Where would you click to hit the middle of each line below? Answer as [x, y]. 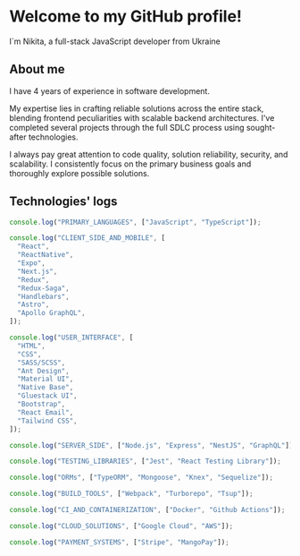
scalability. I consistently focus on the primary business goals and [130, 164]
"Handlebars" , [43, 296]
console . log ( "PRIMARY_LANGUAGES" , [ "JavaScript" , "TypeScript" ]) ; [135, 222]
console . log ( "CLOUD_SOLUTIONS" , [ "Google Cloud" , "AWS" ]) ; [121, 526]
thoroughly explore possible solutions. [79, 173]
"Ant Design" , [43, 371]
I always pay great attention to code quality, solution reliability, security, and [149, 154]
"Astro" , [33, 305]
